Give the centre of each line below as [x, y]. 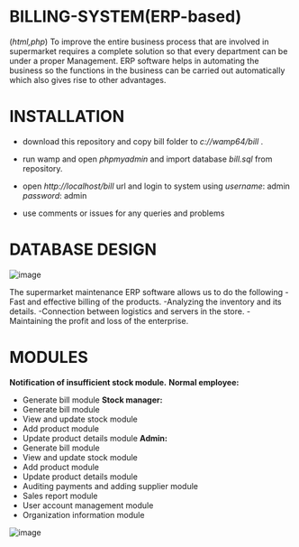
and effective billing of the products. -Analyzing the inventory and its [154, 301]
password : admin [54, 195]
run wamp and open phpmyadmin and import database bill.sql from [147, 159]
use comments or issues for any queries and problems [123, 213]
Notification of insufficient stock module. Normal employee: [124, 382]
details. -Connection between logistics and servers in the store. [127, 311]
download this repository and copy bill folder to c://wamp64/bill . [143, 141]
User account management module [88, 505]
